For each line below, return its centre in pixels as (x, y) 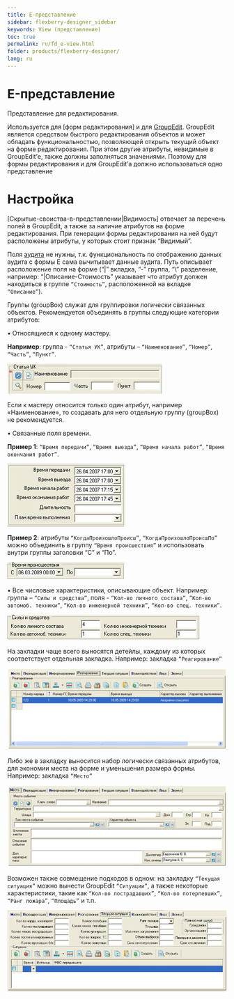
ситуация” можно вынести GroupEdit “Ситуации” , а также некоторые (108, 886)
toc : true (22, 37)
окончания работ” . (33, 454)
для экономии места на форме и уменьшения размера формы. (102, 769)
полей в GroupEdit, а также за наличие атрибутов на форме (96, 226)
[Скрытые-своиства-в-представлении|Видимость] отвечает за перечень (116, 219)
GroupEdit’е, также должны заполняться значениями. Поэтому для (107, 156)
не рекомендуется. (36, 419)
